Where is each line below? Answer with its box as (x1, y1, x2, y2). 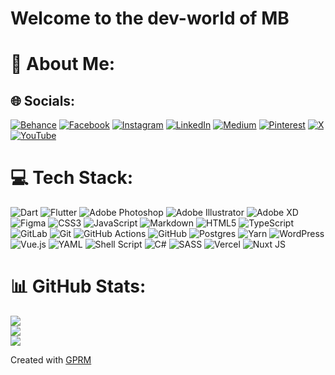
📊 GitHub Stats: (10, 275, 147, 298)
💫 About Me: (10, 53, 116, 76)
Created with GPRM (10, 354, 92, 366)
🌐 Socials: (10, 92, 76, 109)
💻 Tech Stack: (10, 167, 134, 189)
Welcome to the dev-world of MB (10, 7, 290, 30)
